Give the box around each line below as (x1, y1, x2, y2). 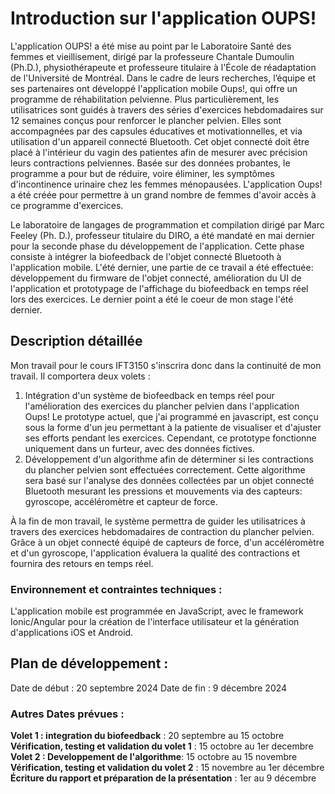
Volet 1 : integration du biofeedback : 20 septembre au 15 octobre (10, 730, 285, 742)
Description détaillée (10, 333, 143, 350)
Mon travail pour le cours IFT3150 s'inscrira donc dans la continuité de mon (10, 359, 322, 371)
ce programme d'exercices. (10, 199, 124, 211)
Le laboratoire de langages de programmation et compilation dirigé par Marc (10, 218, 325, 231)
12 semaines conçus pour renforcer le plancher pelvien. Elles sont (10, 114, 282, 126)
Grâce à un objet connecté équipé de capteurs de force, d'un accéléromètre (10, 536, 325, 548)
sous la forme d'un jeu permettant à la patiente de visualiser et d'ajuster (24, 421, 322, 433)
